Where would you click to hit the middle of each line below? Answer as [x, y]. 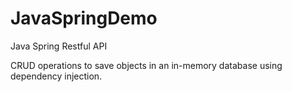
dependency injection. [56, 76]
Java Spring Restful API [59, 46]
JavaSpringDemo [84, 18]
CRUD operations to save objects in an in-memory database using [146, 65]
